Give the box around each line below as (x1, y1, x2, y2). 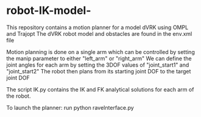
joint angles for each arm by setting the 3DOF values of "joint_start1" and (6, 61, 189, 69)
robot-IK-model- (6, 4, 91, 18)
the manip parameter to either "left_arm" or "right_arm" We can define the (6, 55, 192, 62)
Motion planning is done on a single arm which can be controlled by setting (6, 48, 195, 55)
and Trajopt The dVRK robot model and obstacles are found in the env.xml (6, 30, 192, 37)
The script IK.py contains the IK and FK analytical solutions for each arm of (6, 85, 194, 93)
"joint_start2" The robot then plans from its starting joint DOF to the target (6, 67, 191, 75)
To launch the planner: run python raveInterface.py (6, 104, 134, 111)
